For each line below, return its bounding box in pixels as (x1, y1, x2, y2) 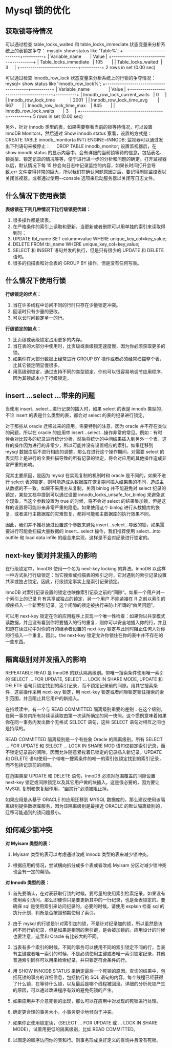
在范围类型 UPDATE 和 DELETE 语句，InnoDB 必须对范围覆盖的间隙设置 (5, 773, 156, 779)
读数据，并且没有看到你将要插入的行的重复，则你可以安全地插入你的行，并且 (5, 620, 167, 626)
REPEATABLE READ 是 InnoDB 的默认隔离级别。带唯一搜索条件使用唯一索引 (5, 670, 164, 676)
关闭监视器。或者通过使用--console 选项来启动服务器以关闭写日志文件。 (5, 175, 158, 181)
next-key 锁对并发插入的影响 (5, 551, 97, 560)
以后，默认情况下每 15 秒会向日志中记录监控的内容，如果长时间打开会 (5, 162, 152, 168)
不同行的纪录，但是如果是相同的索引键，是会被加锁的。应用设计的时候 (17, 927, 165, 933)
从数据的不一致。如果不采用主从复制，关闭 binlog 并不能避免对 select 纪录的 (5, 485, 166, 491)
